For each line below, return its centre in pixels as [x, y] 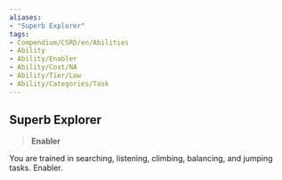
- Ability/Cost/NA [43, 68]
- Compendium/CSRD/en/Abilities [69, 42]
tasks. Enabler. [36, 168]
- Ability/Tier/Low [45, 76]
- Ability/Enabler [43, 59]
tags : [19, 34]
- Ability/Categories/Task [59, 84]
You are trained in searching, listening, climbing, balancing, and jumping [141, 159]
